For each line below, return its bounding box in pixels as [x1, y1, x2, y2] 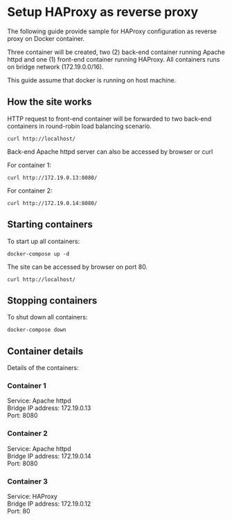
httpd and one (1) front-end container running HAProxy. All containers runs [7, 55, 220, 63]
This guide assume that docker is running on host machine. [7, 76, 177, 84]
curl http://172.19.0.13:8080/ [7, 174, 98, 181]
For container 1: [7, 161, 52, 169]
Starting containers [7, 219, 93, 231]
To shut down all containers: [7, 313, 88, 321]
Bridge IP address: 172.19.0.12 [7, 500, 91, 508]
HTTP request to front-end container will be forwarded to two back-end [7, 114, 212, 123]
